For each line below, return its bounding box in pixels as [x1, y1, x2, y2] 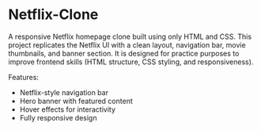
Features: [8, 72, 40, 82]
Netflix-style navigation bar [19, 87, 109, 97]
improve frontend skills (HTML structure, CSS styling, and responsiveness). [8, 57, 254, 67]
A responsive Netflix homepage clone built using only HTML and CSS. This [8, 32, 252, 41]
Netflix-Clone [8, 6, 99, 24]
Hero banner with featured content [19, 96, 133, 105]
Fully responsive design [19, 113, 97, 122]
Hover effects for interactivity [19, 105, 116, 114]
